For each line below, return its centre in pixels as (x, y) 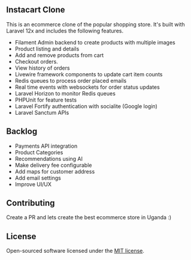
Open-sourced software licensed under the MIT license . (75, 251)
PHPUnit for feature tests (46, 100)
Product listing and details (47, 49)
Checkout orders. (36, 61)
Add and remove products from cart (59, 55)
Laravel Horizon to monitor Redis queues (65, 93)
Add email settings (38, 178)
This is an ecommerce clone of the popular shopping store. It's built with (96, 24)
